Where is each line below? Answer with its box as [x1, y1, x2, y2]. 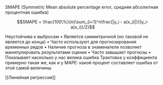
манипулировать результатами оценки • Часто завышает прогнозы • [5, 49, 151, 55]
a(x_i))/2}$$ [70, 24, 95, 30]
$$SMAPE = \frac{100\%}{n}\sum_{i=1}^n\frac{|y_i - [17, 19, 123, 25]
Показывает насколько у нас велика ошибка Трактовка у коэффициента [5, 55, 158, 60]
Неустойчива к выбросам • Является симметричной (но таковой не [5, 34, 149, 39]
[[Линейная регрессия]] [5, 75, 56, 80]
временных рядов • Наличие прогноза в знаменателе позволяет [5, 44, 142, 50]
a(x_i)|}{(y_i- [123, 19, 149, 25]
